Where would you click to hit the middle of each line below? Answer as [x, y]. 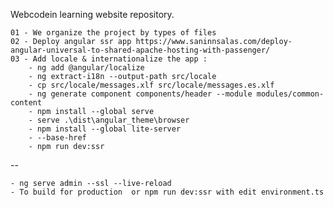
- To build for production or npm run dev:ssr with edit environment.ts [167, 192]
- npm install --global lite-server [105, 129]
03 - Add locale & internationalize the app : [109, 59]
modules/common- [290, 94]
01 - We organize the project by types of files [113, 33]
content [26, 103]
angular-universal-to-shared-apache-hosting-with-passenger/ [140, 50]
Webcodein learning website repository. [92, 14]
